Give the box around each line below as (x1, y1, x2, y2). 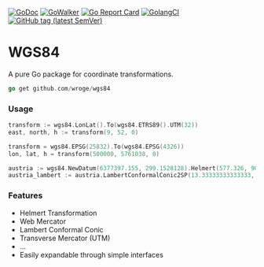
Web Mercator (19, 217, 67, 226)
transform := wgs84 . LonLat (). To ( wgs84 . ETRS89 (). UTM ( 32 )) (8, 121, 199, 129)
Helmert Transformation (19, 208, 97, 217)
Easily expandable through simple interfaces (19, 250, 163, 259)
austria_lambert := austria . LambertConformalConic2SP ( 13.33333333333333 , (8, 172, 255, 180)
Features (8, 190, 43, 201)
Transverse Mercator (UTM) (19, 233, 111, 243)
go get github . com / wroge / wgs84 (8, 84, 111, 92)
